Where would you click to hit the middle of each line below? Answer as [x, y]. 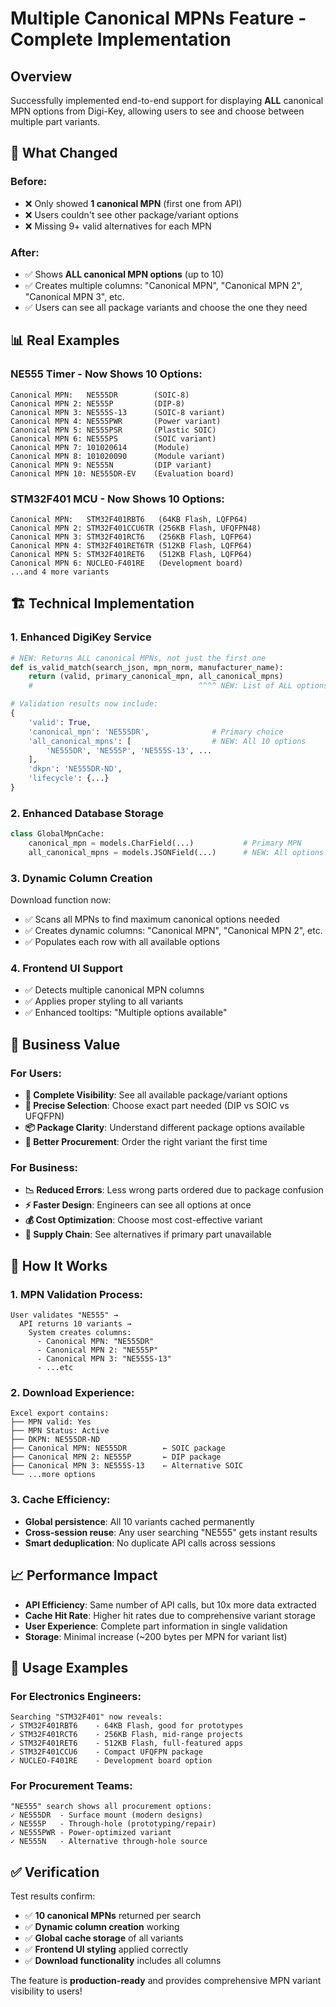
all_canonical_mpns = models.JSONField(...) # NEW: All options [176, 852]
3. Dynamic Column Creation [81, 878]
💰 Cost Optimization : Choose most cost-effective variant [143, 1220]
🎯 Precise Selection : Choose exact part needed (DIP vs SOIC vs [157, 1106]
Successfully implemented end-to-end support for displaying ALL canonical [167, 100]
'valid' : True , [60, 722]
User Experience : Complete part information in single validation [156, 1626]
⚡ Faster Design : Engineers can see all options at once [138, 1205]
